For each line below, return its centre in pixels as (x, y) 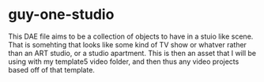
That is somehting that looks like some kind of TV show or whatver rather (128, 44)
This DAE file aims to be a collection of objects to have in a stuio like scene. (131, 36)
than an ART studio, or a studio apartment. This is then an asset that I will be (132, 53)
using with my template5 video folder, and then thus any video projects (124, 61)
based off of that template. (51, 69)
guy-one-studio (61, 15)
